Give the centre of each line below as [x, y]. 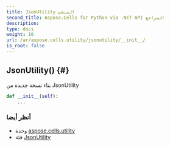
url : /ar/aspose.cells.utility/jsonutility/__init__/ [76, 40]
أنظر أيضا [19, 117]
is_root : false [26, 46]
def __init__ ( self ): [33, 96]
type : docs [20, 29]
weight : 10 [20, 35]
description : [23, 23]
